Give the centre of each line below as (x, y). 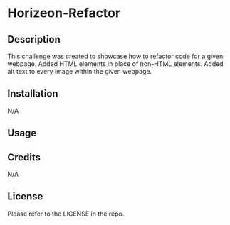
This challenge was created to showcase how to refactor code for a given (115, 56)
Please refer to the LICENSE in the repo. (66, 214)
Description (34, 39)
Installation (33, 94)
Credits (24, 157)
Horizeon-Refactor (64, 13)
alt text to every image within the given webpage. (80, 71)
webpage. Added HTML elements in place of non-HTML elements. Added (115, 64)
